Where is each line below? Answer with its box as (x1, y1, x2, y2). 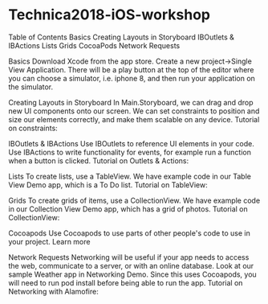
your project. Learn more (8, 236, 91, 246)
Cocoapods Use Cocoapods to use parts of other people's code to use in (8, 228, 251, 238)
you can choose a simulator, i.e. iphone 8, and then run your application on (8, 73, 255, 83)
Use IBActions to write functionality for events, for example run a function (8, 147, 251, 157)
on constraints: (8, 123, 58, 133)
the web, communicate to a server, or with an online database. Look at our (8, 261, 254, 270)
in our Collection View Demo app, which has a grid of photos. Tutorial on (8, 203, 249, 214)
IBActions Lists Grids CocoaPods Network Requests (8, 40, 181, 50)
